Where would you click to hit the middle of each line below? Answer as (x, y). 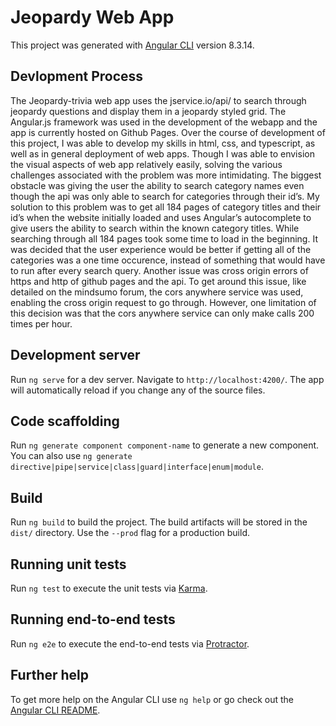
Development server (75, 355)
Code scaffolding (65, 421)
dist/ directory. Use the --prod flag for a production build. (130, 533)
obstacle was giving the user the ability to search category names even (157, 185)
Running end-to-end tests (93, 619)
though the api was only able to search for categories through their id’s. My (165, 196)
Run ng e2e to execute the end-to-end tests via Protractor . (130, 643)
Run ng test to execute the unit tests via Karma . (109, 588)
